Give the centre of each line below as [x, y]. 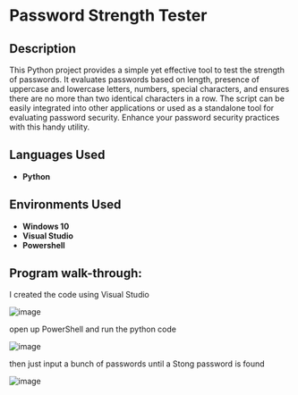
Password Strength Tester [108, 16]
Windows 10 [46, 226]
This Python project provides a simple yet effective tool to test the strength [147, 70]
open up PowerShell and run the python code [93, 329]
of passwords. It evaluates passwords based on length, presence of [134, 80]
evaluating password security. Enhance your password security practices [145, 118]
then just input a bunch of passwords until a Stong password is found [137, 364]
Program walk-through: [76, 273]
